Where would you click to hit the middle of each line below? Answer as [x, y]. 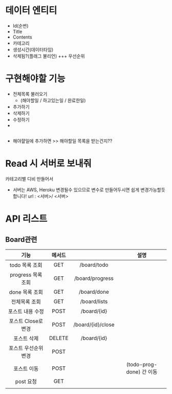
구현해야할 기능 [35, 79]
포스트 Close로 [26, 321]
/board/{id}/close [94, 325]
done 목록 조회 [26, 292]
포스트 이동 [26, 369]
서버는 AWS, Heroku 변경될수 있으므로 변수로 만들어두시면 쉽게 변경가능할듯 [89, 190]
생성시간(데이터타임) [33, 49]
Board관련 [21, 239]
